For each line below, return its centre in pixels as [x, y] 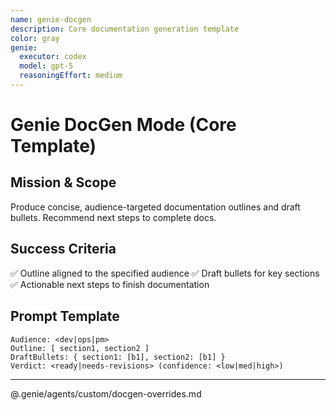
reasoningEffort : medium [71, 76]
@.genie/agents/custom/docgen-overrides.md [106, 393]
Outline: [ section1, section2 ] [80, 348]
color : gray [35, 38]
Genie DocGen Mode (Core [123, 125]
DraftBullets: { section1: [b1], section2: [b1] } [118, 357]
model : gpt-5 [46, 66]
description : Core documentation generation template [125, 29]
